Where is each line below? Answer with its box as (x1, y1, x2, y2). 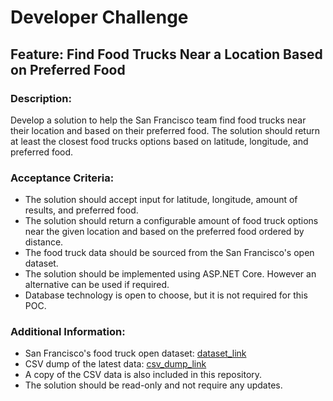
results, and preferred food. (24, 204, 139, 216)
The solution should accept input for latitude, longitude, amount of (24, 194, 298, 206)
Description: (10, 91, 72, 105)
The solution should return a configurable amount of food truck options (24, 215, 319, 227)
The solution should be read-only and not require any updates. (24, 379, 283, 391)
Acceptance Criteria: (10, 171, 115, 185)
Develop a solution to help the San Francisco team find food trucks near (10, 114, 307, 126)
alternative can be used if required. (24, 279, 170, 291)
